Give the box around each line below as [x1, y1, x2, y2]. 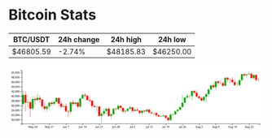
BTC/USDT [13, 35, 50, 45]
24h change [58, 35, 100, 45]
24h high [110, 35, 143, 45]
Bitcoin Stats [8, 6, 97, 24]
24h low [157, 35, 186, 45]
